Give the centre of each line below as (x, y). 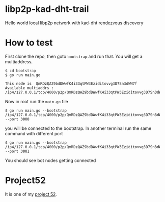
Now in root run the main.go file (37, 101)
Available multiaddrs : (29, 88)
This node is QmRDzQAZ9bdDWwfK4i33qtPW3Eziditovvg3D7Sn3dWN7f (71, 83)
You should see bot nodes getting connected (51, 160)
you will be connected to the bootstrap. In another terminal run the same (78, 128)
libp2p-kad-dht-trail (47, 9)
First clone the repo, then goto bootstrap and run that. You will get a (74, 56)
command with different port (34, 133)
